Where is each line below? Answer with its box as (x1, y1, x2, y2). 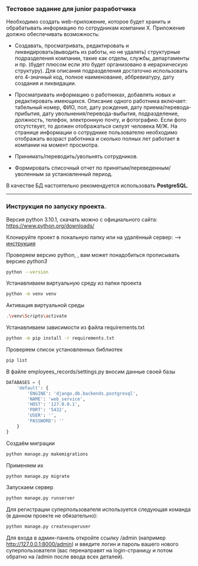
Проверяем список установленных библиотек (6, 346, 123, 353)
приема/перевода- (143, 104, 192, 111)
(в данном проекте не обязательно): (6, 512, 98, 519)
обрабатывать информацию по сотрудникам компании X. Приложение (6, 24, 186, 31)
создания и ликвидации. (14, 80, 77, 87)
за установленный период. (45, 171, 113, 178)
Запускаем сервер (6, 484, 54, 491)
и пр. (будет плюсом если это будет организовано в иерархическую (14, 61, 188, 68)
